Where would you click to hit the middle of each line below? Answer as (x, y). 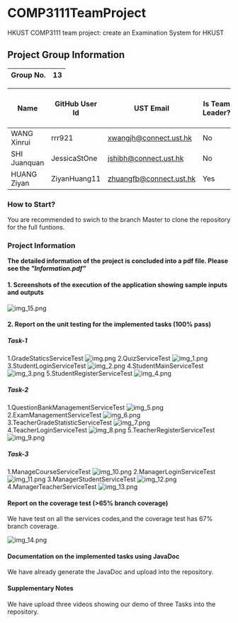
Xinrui (21, 142)
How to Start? (31, 204)
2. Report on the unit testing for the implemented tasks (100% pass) (109, 325)
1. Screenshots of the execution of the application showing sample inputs (118, 284)
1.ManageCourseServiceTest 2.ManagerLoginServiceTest (112, 472)
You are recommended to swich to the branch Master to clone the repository (119, 220)
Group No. (28, 74)
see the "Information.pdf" (47, 269)
